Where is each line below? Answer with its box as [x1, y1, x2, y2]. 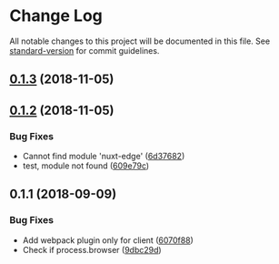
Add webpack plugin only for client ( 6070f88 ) [22, 234, 194, 246]
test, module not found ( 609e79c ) [22, 160, 150, 171]
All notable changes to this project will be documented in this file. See [9, 36, 271, 46]
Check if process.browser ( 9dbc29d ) [22, 244, 162, 255]
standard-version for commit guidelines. [9, 45, 160, 56]
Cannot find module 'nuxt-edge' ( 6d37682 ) [22, 151, 185, 162]
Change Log [9, 5, 103, 26]
